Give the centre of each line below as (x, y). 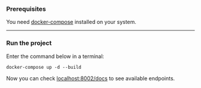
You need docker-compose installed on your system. (71, 22)
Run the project (29, 43)
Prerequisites (26, 9)
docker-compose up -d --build (44, 67)
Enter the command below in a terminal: (55, 56)
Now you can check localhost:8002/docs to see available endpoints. (91, 78)
